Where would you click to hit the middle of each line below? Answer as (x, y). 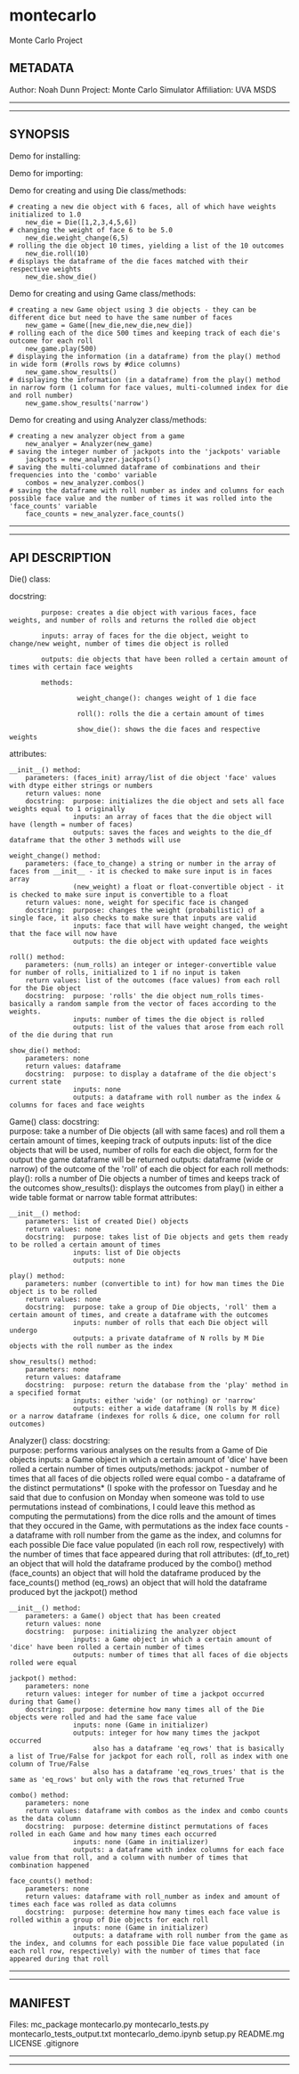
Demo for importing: (46, 173)
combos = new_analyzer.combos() (85, 483)
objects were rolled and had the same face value (103, 1718)
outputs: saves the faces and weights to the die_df (173, 833)
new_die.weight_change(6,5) (77, 238)
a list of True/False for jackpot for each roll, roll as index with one (149, 1757)
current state (36, 1082)
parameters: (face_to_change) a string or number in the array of (151, 864)
